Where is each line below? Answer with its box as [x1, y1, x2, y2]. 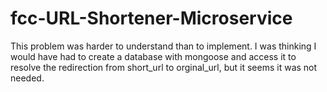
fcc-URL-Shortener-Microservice [10, 7, 293, 30]
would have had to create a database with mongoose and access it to [10, 50, 297, 62]
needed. [10, 72, 45, 84]
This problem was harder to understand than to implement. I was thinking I [10, 40, 317, 52]
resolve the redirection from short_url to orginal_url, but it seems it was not [10, 61, 318, 73]
